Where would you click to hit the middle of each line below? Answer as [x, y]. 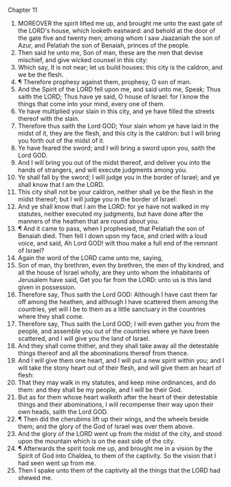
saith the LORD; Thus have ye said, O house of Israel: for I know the [113, 97]
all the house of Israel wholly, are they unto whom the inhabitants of [114, 272]
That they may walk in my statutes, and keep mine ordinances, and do [117, 382]
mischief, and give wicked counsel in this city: [83, 60]
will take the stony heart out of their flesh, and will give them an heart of [120, 368]
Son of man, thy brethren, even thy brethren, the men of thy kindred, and [121, 265]
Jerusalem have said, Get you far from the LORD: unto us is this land [114, 280]
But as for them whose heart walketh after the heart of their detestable [118, 397]
